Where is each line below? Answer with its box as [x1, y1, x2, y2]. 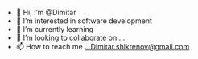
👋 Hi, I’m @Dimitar [15, 8, 76, 17]
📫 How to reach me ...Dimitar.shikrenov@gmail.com [15, 42, 190, 51]
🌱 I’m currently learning [15, 25, 94, 33]
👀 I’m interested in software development [15, 16, 153, 26]
